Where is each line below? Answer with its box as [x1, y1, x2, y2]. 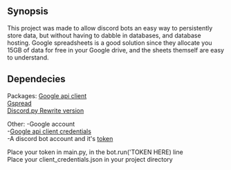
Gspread [7, 99, 33, 107]
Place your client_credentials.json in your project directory [7, 155, 173, 163]
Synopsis [7, 6, 48, 17]
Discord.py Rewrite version [7, 106, 84, 115]
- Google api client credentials [7, 127, 92, 135]
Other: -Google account [7, 120, 75, 128]
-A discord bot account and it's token [7, 134, 113, 142]
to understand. [7, 53, 50, 62]
